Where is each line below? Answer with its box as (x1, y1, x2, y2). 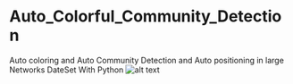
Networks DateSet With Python (9, 64, 124, 75)
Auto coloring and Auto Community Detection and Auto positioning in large (9, 55, 284, 65)
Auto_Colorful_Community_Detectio (9, 6, 282, 27)
